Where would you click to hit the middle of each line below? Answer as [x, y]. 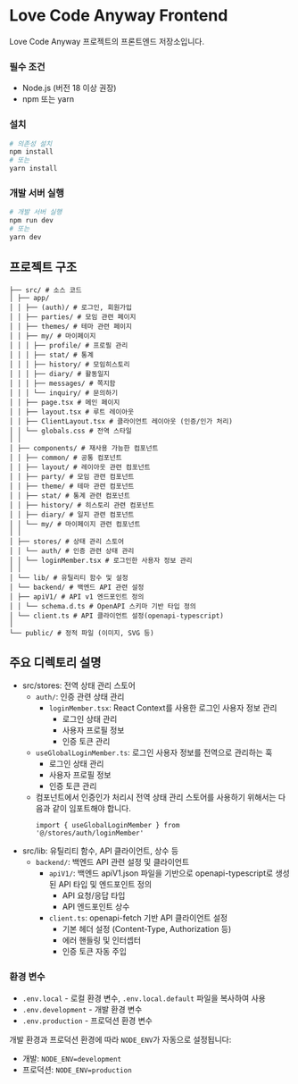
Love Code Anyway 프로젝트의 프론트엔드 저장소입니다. [107, 41]
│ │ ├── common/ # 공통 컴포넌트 [66, 458]
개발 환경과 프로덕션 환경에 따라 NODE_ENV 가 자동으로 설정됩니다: [120, 1039]
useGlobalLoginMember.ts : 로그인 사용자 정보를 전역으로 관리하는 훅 [154, 752]
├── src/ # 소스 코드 [46, 290]
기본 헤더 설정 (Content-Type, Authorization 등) [147, 929]
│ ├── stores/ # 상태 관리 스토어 [67, 542]
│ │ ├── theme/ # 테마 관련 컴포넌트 [72, 486]
